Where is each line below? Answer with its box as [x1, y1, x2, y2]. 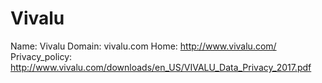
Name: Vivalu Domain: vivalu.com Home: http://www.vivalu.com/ [10, 40, 277, 52]
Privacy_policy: [10, 50, 73, 62]
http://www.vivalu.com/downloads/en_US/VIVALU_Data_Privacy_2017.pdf [10, 61, 312, 73]
